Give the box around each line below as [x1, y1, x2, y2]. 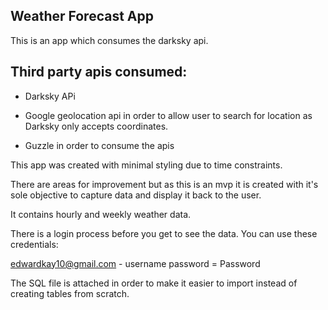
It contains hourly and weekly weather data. [10, 208, 192, 220]
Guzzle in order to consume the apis [24, 139, 175, 151]
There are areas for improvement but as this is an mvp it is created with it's [10, 178, 319, 190]
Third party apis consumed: [10, 64, 188, 81]
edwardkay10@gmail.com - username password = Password [10, 257, 261, 269]
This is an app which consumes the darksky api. [10, 34, 209, 46]
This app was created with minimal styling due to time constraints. [10, 159, 283, 171]
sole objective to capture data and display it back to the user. [10, 189, 262, 201]
